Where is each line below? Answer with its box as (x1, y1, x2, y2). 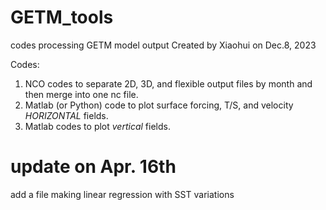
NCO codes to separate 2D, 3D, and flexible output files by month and (24, 77, 313, 90)
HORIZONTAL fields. (24, 109, 109, 121)
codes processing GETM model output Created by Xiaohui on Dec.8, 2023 (10, 39, 317, 51)
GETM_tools (10, 6, 114, 29)
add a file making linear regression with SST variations (10, 188, 235, 200)
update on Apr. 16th (10, 156, 177, 178)
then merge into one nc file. (24, 88, 139, 100)
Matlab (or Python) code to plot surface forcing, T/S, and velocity (24, 99, 294, 111)
